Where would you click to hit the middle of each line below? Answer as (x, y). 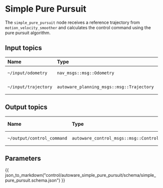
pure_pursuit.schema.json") (33, 180)
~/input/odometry (27, 73)
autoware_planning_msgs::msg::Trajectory (106, 87)
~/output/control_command (37, 138)
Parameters (23, 158)
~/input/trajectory (30, 87)
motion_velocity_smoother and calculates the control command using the (78, 27)
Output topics (26, 107)
